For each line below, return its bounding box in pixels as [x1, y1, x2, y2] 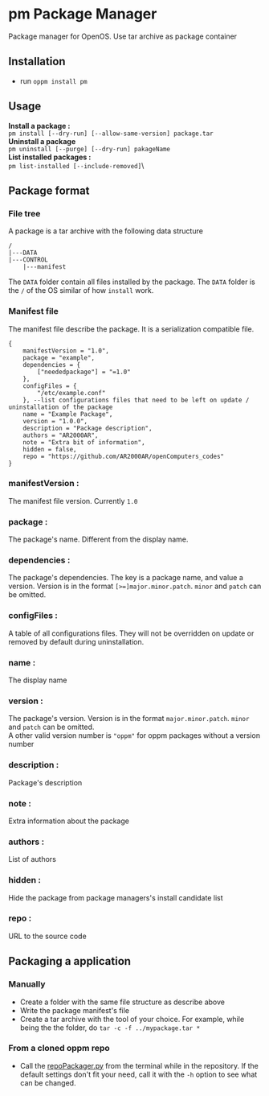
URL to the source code [8, 931, 87, 941]
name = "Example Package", [22, 410, 113, 418]
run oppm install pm [19, 76, 88, 85]
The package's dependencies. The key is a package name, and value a [8, 573, 243, 583]
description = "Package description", [22, 424, 153, 432]
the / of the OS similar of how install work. [8, 286, 154, 295]
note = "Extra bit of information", [22, 438, 146, 447]
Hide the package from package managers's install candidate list [8, 892, 223, 902]
